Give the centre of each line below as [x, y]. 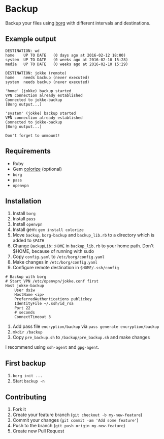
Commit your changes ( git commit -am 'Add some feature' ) [75, 420]
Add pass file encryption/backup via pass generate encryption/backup [86, 326]
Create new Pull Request [38, 431]
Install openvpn [27, 224]
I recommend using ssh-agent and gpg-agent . [53, 347]
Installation [23, 201]
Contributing [26, 397]
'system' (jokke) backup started [41, 113]
